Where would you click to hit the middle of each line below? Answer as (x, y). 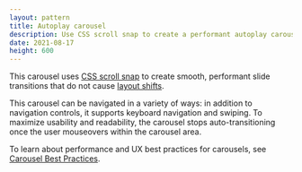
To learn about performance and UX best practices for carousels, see (138, 150)
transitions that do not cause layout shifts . (87, 86)
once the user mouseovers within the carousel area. (106, 132)
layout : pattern (40, 17)
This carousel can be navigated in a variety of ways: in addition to (131, 103)
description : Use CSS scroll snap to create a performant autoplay (138, 34)
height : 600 (31, 51)
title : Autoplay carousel (58, 26)
